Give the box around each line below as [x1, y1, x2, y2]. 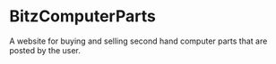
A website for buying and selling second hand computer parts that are [9, 36, 268, 46]
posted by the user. [9, 44, 81, 55]
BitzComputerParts [9, 6, 157, 27]
